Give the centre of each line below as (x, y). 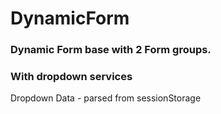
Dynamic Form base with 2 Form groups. (111, 50)
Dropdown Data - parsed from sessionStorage (106, 98)
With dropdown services (71, 77)
